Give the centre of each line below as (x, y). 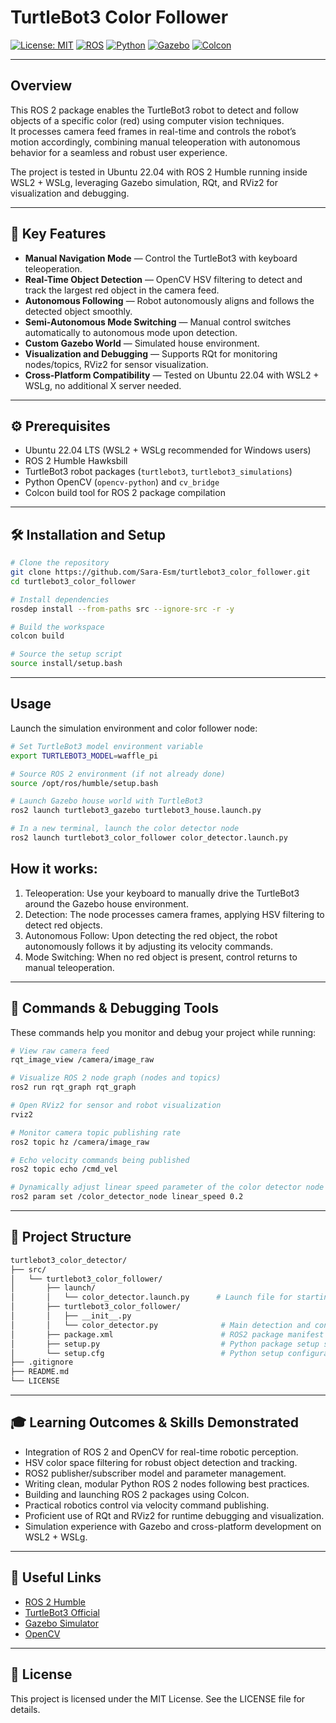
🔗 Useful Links (56, 1577)
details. (25, 1709)
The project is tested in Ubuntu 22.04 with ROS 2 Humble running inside (159, 172)
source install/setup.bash (66, 664)
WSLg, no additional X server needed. (103, 385)
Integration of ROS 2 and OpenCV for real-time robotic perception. (161, 1452)
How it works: (54, 869)
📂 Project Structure (71, 1237)
